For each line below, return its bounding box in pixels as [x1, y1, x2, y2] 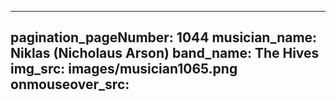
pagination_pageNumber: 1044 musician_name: [10, 29, 318, 46]
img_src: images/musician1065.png [10, 61, 238, 78]
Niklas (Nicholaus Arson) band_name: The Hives [10, 45, 320, 62]
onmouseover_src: [10, 76, 130, 93]
